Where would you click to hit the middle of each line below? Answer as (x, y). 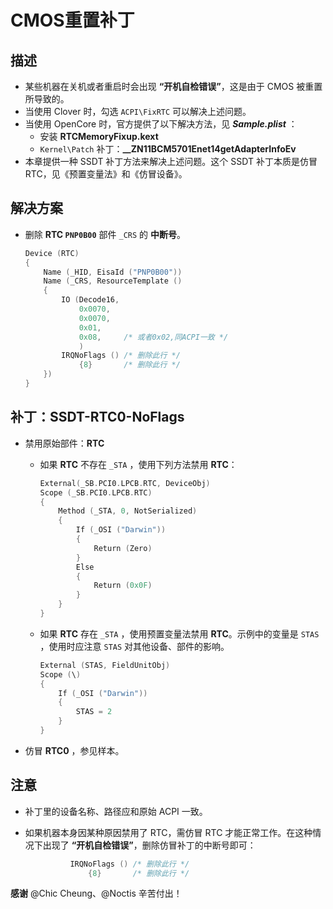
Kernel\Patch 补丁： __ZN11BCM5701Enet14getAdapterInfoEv (168, 149)
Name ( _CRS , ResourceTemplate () (113, 281)
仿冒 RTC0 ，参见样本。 (74, 750)
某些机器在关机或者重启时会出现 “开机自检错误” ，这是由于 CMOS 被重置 (173, 86)
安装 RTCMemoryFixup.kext (99, 136)
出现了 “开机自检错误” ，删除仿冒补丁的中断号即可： (149, 845)
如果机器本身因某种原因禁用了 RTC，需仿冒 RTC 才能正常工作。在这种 (168, 832)
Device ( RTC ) (52, 253)
